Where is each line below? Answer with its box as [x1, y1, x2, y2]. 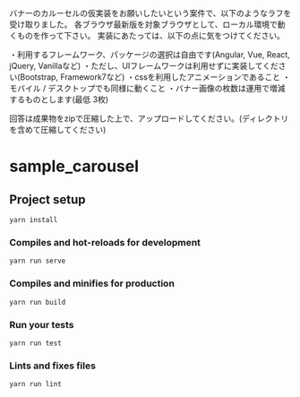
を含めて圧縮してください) [9, 125, 107, 134]
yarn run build [9, 298, 66, 306]
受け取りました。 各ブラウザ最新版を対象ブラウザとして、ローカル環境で [9, 19, 278, 30]
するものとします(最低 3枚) [9, 94, 109, 105]
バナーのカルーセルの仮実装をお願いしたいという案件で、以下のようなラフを [9, 8, 292, 18]
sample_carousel [9, 156, 140, 177]
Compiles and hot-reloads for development [9, 236, 201, 248]
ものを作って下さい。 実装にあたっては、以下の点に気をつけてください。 [16, 30, 285, 40]
